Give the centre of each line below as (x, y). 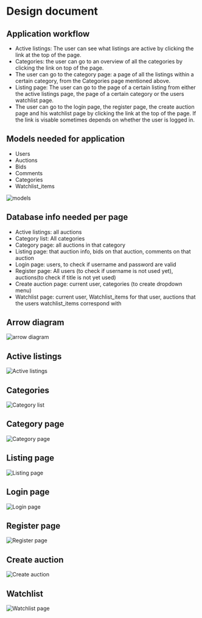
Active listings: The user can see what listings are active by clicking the (104, 48)
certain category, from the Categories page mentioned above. (93, 81)
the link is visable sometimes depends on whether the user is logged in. (105, 120)
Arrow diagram (35, 323)
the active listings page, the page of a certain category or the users (99, 94)
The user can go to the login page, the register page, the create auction (105, 107)
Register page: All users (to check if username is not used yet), (94, 271)
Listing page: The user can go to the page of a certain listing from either (105, 87)
